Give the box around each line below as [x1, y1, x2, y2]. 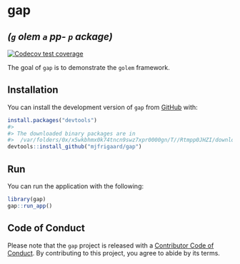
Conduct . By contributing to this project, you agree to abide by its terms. [7, 248, 220, 257]
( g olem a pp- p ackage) [7, 31, 113, 43]
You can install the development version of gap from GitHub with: [7, 103, 198, 111]
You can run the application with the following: [7, 182, 144, 191]
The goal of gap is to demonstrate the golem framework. [7, 64, 170, 71]
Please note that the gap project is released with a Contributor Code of [7, 241, 214, 250]
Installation [7, 84, 59, 96]
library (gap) [7, 196, 46, 203]
